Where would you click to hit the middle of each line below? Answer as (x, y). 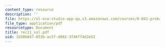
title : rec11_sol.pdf (27, 32)
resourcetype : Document (29, 28)
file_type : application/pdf (34, 23)
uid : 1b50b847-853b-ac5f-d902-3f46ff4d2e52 (50, 37)
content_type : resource (29, 10)
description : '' (22, 14)
